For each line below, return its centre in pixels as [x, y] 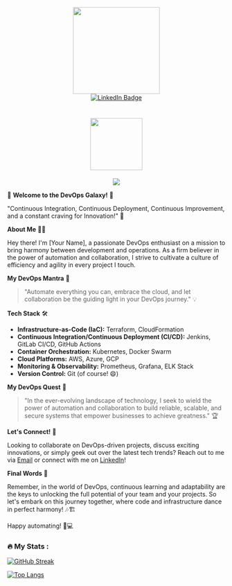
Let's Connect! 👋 [32, 431]
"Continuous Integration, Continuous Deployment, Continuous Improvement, [116, 208]
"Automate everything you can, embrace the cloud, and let [107, 291]
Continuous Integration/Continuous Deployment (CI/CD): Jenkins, [114, 336]
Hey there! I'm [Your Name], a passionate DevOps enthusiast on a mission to [116, 243]
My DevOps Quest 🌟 [37, 387]
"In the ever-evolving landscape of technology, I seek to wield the [118, 400]
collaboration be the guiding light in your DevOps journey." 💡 [110, 299]
